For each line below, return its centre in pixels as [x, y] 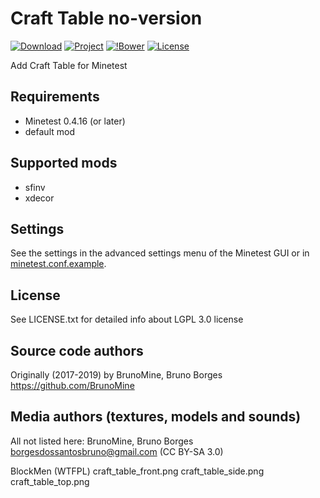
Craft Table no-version [106, 18]
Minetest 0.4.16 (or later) [75, 121]
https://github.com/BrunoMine [72, 385]
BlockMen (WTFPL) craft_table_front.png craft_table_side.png [137, 471]
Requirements [55, 97]
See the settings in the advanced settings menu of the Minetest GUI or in [160, 253]
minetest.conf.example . [58, 264]
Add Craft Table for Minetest [69, 65]
